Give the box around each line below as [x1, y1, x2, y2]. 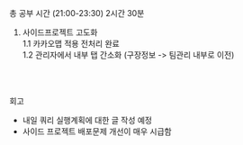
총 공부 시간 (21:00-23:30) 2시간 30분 [9, 8, 145, 18]
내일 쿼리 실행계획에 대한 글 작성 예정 [22, 115, 153, 125]
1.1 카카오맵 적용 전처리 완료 [22, 39, 120, 49]
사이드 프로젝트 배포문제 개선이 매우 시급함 [22, 126, 173, 137]
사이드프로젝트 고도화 [22, 27, 98, 38]
